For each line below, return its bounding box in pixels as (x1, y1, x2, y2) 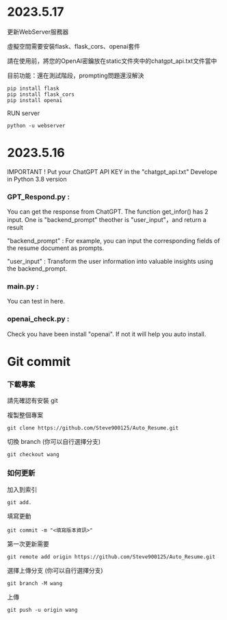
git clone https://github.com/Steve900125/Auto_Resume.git (7, 425, 179, 432)
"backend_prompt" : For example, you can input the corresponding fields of (7, 237, 220, 245)
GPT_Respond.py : (7, 192, 70, 201)
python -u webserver (7, 122, 66, 129)
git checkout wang (7, 451, 59, 458)
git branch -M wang (7, 580, 63, 586)
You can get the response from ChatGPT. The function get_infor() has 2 (7, 208, 209, 216)
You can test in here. (7, 297, 66, 306)
